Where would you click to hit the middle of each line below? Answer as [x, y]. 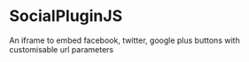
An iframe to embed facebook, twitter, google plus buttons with [125, 40]
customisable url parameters [61, 49]
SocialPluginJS [66, 16]
